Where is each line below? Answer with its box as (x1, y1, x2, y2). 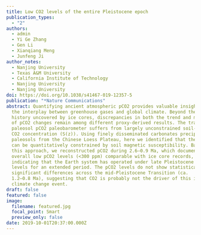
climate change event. (11, 181, 68, 187)
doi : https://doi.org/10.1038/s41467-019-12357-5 (6, 92, 133, 98)
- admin (11, 31, 31, 37)
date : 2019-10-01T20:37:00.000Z (6, 220, 87, 226)
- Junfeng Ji (11, 53, 44, 59)
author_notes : (6, 59, 42, 65)
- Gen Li (11, 42, 33, 48)
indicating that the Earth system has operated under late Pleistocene (11, 159, 194, 165)
